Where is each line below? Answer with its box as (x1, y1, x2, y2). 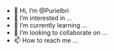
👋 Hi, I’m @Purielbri (13, 7, 69, 14)
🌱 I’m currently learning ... (13, 21, 88, 29)
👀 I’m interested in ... (13, 14, 73, 22)
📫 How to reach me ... (13, 37, 78, 44)
